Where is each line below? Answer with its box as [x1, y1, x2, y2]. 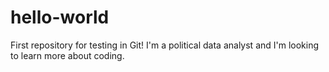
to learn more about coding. [10, 49, 125, 61]
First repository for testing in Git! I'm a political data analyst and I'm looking [10, 39, 320, 51]
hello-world [10, 6, 110, 29]
